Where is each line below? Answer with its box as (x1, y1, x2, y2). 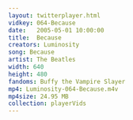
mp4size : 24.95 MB (8, 92, 69, 100)
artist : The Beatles (8, 56, 77, 64)
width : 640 (8, 63, 44, 71)
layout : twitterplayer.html (8, 11, 101, 20)
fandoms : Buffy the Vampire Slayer (8, 77, 126, 85)
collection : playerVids (8, 99, 87, 107)
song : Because (8, 48, 55, 56)
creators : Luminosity (8, 41, 80, 49)
